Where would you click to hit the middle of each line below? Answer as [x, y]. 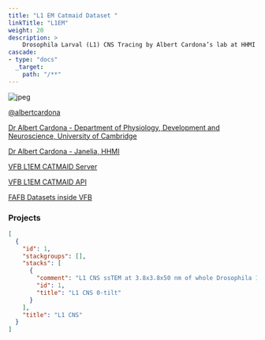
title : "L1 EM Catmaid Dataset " [63, 15]
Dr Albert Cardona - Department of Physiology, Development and [114, 127]
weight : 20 [26, 30]
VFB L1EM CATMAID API [47, 182]
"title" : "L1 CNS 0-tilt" [79, 293]
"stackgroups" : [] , [54, 256]
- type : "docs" [33, 60]
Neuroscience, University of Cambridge [73, 136]
